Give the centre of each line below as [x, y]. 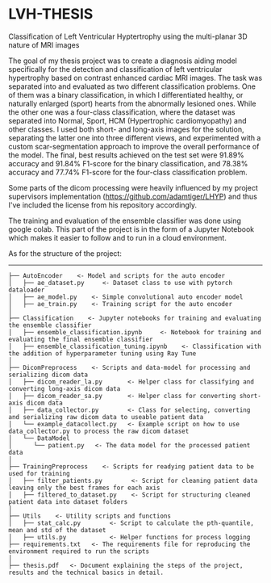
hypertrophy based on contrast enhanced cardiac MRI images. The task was [135, 78]
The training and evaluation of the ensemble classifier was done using [125, 220]
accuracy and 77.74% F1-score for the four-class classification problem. [128, 172]
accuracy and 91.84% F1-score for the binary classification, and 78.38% [128, 163]
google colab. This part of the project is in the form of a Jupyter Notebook [131, 229]
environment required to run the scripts [79, 551]
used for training [39, 473]
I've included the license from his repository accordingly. [103, 205]
